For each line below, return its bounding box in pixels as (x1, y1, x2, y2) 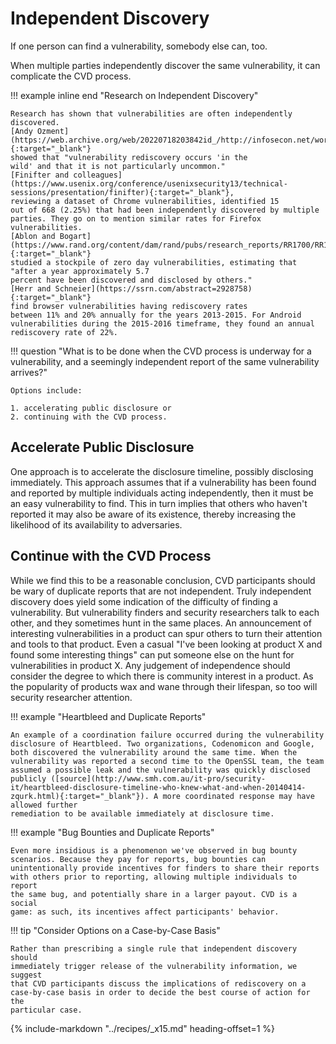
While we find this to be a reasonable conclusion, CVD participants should (10, 574, 316, 586)
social (10, 898, 38, 908)
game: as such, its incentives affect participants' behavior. (10, 907, 280, 917)
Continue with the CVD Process (10, 548, 212, 565)
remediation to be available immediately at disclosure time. (10, 808, 275, 819)
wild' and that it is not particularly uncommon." (10, 161, 226, 171)
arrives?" (10, 366, 48, 378)
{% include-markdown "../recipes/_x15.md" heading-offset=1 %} (10, 1022, 276, 1034)
